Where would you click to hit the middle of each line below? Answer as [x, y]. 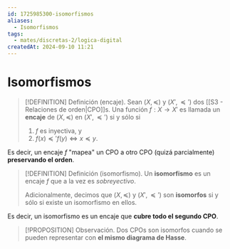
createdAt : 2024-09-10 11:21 [51, 47]
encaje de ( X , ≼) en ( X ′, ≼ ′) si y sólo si [83, 117]
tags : [15, 34]
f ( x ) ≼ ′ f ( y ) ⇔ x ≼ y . [67, 138]
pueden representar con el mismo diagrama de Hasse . [105, 237]
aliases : [20, 21]
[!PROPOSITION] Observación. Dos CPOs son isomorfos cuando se [124, 230]
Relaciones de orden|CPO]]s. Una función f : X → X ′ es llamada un [122, 109]
